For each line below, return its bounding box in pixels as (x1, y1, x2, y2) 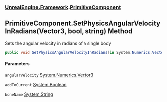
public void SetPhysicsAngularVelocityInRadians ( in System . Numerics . (5, 50, 153, 55)
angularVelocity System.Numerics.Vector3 (5, 72, 93, 78)
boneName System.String (5, 91, 53, 97)
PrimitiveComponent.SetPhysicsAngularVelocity (5, 19, 161, 28)
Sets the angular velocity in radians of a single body (5, 40, 111, 46)
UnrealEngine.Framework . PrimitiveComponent (5, 4, 121, 11)
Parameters (5, 61, 30, 67)
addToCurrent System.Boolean (5, 81, 67, 87)
